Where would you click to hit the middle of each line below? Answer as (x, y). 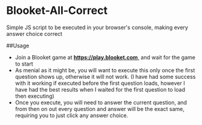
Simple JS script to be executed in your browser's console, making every (97, 27)
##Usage (18, 46)
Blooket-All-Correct (57, 11)
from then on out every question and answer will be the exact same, (100, 109)
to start (24, 64)
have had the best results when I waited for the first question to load (100, 89)
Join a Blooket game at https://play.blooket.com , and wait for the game (105, 57)
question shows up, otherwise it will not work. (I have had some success (105, 76)
